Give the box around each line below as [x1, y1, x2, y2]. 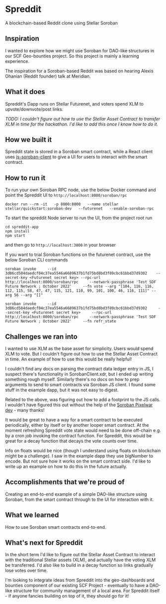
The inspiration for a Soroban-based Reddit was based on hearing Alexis [5, 68, 154, 74]
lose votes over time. [5, 568, 48, 574]
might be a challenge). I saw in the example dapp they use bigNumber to [5, 453, 154, 459]
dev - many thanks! [5, 407, 45, 413]
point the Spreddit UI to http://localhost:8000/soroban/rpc [5, 192, 127, 198]
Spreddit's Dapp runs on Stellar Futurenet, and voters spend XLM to [5, 101, 144, 107]
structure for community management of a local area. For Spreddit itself [13, 588, 160, 594]
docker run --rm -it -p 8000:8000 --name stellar [5, 202, 119, 207]
